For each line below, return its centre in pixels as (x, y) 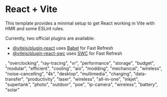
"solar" (13, 89)
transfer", (15, 79)
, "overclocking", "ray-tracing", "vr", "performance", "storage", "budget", (80, 63)
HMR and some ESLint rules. (35, 28)
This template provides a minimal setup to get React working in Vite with (80, 23)
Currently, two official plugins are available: (50, 38)
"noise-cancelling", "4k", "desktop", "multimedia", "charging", (69, 73)
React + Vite (31, 9)
